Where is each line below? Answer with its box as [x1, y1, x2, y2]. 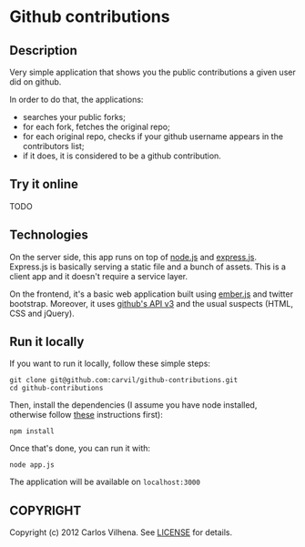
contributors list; [22, 141, 85, 151]
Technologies [9, 228, 89, 243]
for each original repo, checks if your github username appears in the [22, 131, 284, 142]
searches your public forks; [22, 112, 126, 122]
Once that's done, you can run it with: [9, 443, 151, 454]
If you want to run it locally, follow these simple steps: [9, 358, 211, 370]
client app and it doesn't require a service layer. [9, 270, 188, 281]
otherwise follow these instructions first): [9, 410, 164, 420]
